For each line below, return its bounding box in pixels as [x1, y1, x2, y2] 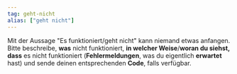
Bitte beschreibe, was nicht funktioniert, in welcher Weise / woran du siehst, [7, 44, 231, 52]
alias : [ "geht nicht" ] [7, 17, 75, 24]
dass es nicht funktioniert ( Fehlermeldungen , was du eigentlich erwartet [7, 51, 222, 60]
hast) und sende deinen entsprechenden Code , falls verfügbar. [7, 58, 192, 67]
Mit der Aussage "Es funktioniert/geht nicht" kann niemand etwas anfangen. [7, 36, 231, 44]
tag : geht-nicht [7, 10, 55, 18]
